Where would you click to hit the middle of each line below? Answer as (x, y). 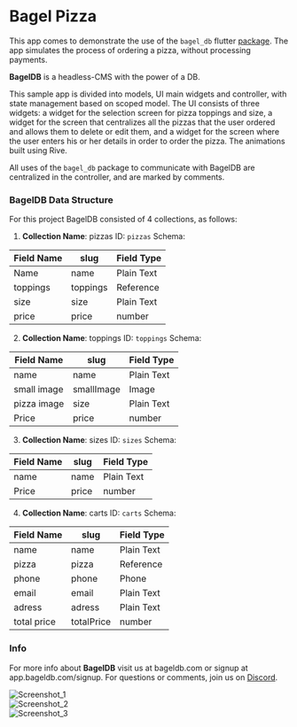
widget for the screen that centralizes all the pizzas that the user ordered (142, 122)
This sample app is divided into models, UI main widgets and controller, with (148, 94)
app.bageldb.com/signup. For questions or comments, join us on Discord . (144, 677)
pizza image (39, 404)
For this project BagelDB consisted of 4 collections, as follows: (123, 220)
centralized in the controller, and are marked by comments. (117, 177)
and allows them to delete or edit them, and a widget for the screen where (145, 131)
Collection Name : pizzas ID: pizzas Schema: (104, 236)
